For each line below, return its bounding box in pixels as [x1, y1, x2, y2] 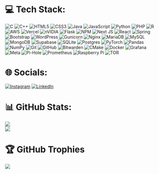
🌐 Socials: [5, 67, 48, 78]
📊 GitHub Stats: [5, 102, 72, 113]
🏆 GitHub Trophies [5, 144, 85, 155]
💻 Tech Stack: [5, 4, 66, 15]
